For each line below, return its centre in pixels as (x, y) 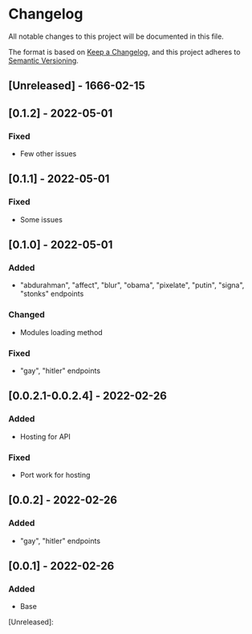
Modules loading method (61, 332)
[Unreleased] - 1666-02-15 (77, 86)
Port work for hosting (55, 474)
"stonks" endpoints (52, 294)
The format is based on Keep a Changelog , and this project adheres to (124, 52)
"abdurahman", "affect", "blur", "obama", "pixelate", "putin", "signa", (132, 285)
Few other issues (48, 154)
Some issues (41, 219)
